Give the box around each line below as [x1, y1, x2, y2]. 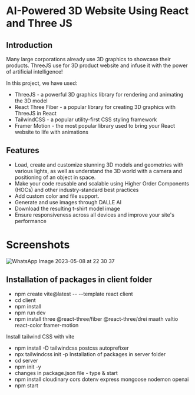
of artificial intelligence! [6, 68, 63, 75]
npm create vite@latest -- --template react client [14, 290, 134, 297]
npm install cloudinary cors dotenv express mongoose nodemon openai [14, 376, 189, 383]
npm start [14, 381, 38, 389]
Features [6, 145, 39, 155]
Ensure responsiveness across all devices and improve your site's [14, 211, 175, 218]
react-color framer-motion [14, 321, 79, 328]
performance [14, 217, 47, 224]
